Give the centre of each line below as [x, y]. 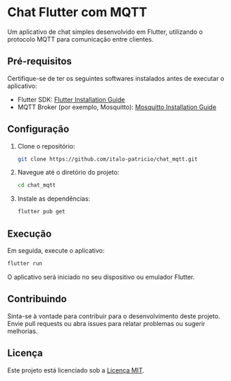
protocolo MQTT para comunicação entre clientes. [80, 39]
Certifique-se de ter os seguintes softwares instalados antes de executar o [116, 78]
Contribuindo [37, 299]
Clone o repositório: [46, 146]
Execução [30, 233]
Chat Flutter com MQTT [77, 12]
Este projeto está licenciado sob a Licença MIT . [76, 370]
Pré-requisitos [40, 62]
